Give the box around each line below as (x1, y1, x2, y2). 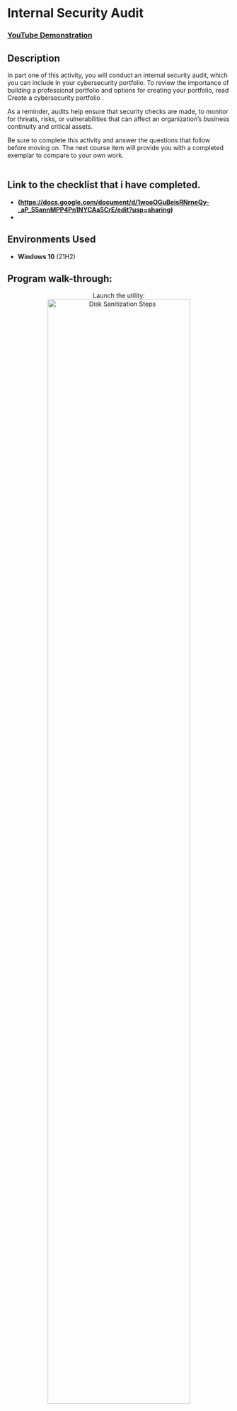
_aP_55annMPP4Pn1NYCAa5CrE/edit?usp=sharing (17, 205, 171, 214)
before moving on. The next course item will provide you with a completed (7, 143, 224, 152)
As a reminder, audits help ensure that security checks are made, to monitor (7, 107, 229, 115)
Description (7, 52, 60, 64)
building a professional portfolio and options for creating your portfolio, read (7, 86, 229, 94)
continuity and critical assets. (7, 122, 93, 130)
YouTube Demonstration (7, 30, 93, 40)
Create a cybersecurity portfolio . (7, 93, 104, 102)
